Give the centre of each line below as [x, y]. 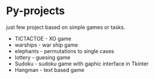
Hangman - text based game [49, 70]
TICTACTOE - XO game [43, 38]
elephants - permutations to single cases [64, 51]
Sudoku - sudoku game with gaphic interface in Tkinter [82, 64]
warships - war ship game [46, 45]
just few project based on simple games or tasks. [66, 27]
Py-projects [36, 11]
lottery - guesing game [42, 57]
